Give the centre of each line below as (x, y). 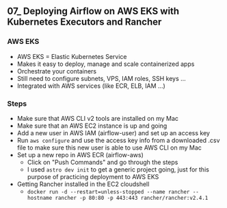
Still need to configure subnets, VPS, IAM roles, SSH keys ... (101, 78)
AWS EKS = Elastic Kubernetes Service (72, 56)
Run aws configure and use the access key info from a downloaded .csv (118, 140)
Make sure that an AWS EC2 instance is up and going (92, 126)
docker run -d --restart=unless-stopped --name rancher (108, 192)
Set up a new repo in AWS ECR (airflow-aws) (80, 154)
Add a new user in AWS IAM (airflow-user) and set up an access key (113, 132)
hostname (40, 198)
